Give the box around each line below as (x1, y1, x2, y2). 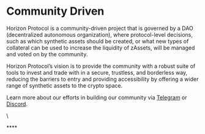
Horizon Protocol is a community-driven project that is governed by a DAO (6, 24, 194, 32)
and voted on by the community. (6, 50, 88, 58)
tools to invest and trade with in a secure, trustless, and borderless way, (6, 69, 188, 76)
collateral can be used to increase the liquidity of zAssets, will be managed (6, 44, 195, 51)
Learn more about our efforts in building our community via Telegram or (6, 94, 187, 101)
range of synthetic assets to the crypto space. (6, 81, 123, 89)
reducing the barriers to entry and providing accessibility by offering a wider (6, 75, 199, 83)
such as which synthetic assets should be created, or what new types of (6, 37, 189, 45)
